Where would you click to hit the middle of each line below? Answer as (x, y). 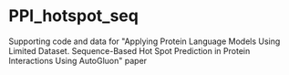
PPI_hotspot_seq (73, 16)
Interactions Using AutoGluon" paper (78, 60)
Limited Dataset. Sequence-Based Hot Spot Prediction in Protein (129, 50)
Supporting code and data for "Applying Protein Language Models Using (144, 41)
